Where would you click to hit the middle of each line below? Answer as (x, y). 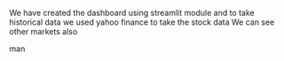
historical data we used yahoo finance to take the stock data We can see (142, 22)
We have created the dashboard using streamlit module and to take (132, 13)
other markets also (43, 31)
